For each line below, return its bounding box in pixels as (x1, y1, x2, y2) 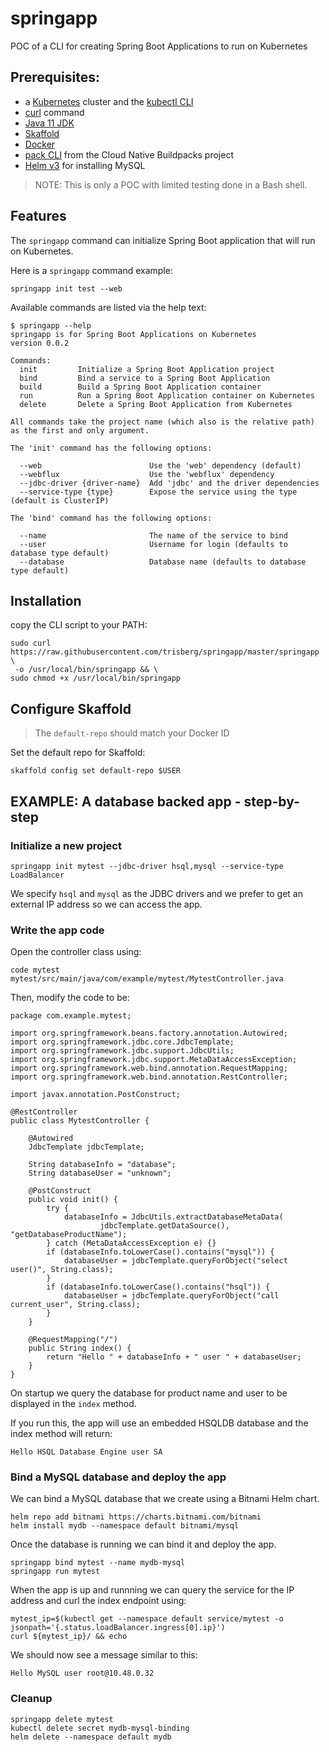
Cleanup (10, 1692, 53, 1706)
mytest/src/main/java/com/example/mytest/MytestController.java (10, 974, 284, 984)
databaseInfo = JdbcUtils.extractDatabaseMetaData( (63, 1212, 284, 1222)
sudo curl (10, 638, 52, 649)
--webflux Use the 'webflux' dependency (19, 469, 275, 479)
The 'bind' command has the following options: (10, 513, 213, 523)
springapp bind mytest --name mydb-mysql (10, 1558, 186, 1568)
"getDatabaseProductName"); (10, 1230, 128, 1240)
